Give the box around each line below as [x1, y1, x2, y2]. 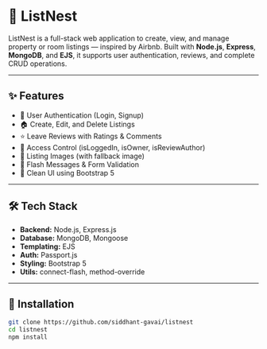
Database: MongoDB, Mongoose [19, 233, 129, 242]
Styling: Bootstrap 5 [19, 258, 87, 268]
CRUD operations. [8, 59, 68, 68]
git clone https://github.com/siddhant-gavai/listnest [8, 318, 194, 327]
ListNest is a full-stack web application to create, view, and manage [8, 33, 230, 43]
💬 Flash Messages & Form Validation [19, 159, 139, 169]
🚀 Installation [8, 297, 75, 311]
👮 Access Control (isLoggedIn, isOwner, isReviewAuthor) [19, 142, 206, 152]
